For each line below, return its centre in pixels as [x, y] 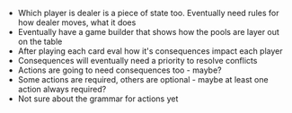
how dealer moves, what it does [77, 22]
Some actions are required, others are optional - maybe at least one [143, 79]
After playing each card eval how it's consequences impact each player [150, 51]
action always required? [62, 89]
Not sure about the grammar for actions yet [98, 99]
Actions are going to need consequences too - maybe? [119, 70]
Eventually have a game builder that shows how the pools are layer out [149, 32]
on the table [40, 41]
